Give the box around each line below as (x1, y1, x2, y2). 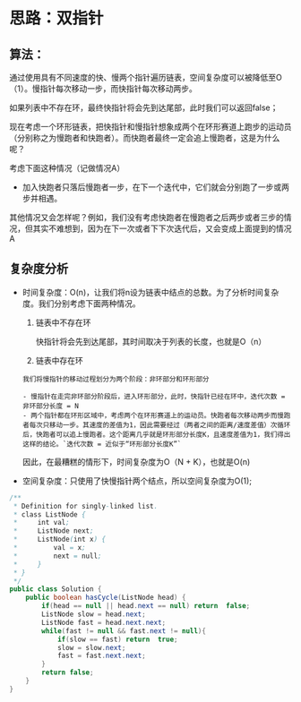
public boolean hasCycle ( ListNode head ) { (25, 593, 186, 603)
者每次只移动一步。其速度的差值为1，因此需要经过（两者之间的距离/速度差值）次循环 (21, 420, 291, 430)
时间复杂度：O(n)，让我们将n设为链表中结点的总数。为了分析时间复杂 (21, 287, 279, 297)
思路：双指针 (9, 8, 105, 29)
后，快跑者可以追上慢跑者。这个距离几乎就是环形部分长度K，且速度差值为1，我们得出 (21, 430, 291, 439)
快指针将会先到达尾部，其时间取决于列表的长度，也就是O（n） (35, 336, 267, 347)
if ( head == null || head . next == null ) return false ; (41, 602, 251, 611)
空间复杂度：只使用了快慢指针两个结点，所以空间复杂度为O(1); (21, 475, 253, 486)
